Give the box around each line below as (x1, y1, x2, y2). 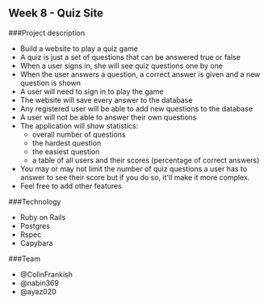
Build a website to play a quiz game (19, 44, 139, 53)
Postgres (19, 221, 51, 230)
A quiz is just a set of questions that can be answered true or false (19, 52, 241, 61)
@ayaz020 (19, 286, 57, 296)
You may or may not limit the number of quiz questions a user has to (19, 163, 248, 173)
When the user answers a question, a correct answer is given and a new (19, 69, 261, 79)
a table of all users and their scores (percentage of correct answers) (31, 155, 260, 165)
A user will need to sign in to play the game (19, 87, 164, 96)
